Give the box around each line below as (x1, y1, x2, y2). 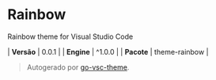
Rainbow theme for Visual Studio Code (7, 32, 134, 41)
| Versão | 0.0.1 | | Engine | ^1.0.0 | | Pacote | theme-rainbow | (7, 47, 209, 56)
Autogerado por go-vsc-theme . (26, 62, 130, 72)
